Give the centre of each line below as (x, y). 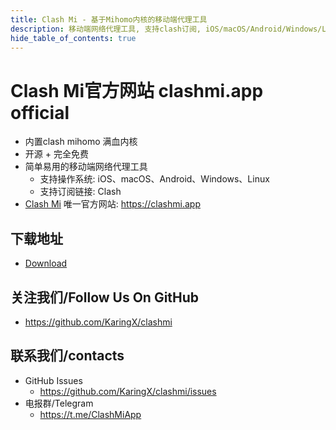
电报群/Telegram (59, 403)
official (40, 112)
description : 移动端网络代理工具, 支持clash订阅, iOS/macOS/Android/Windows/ (166, 29)
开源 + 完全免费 (56, 154)
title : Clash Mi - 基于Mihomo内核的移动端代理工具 (109, 19)
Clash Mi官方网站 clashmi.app (137, 90)
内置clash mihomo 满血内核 (81, 142)
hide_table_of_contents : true (73, 38)
